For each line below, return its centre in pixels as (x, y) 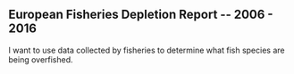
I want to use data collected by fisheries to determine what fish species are (147, 50)
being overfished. (41, 59)
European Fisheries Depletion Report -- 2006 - (141, 15)
